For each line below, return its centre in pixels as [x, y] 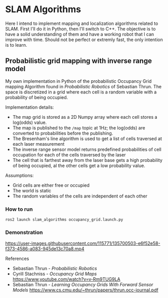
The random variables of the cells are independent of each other [80, 196]
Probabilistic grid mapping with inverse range [79, 61]
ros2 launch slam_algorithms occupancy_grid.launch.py [64, 220]
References [17, 259]
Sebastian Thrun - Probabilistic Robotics [55, 269]
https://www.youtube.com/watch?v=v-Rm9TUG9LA [66, 279]
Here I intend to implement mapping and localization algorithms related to [82, 23]
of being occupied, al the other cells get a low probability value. [79, 165]
